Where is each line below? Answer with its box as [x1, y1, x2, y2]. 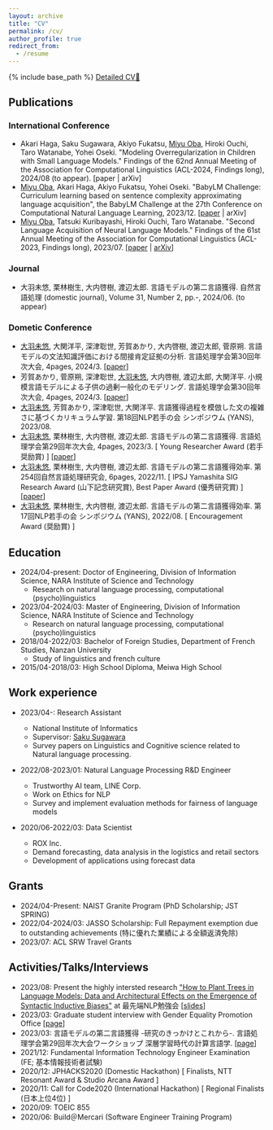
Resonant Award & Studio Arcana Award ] [19, 1075, 159, 1084]
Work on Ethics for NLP [32, 789, 111, 799]
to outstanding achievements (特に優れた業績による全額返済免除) [19, 927, 239, 937]
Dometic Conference [8, 322, 93, 333]
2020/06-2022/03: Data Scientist [19, 822, 132, 832]
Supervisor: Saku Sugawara [32, 732, 126, 742]
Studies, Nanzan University [19, 645, 112, 655]
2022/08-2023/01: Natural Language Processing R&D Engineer [19, 764, 232, 774]
